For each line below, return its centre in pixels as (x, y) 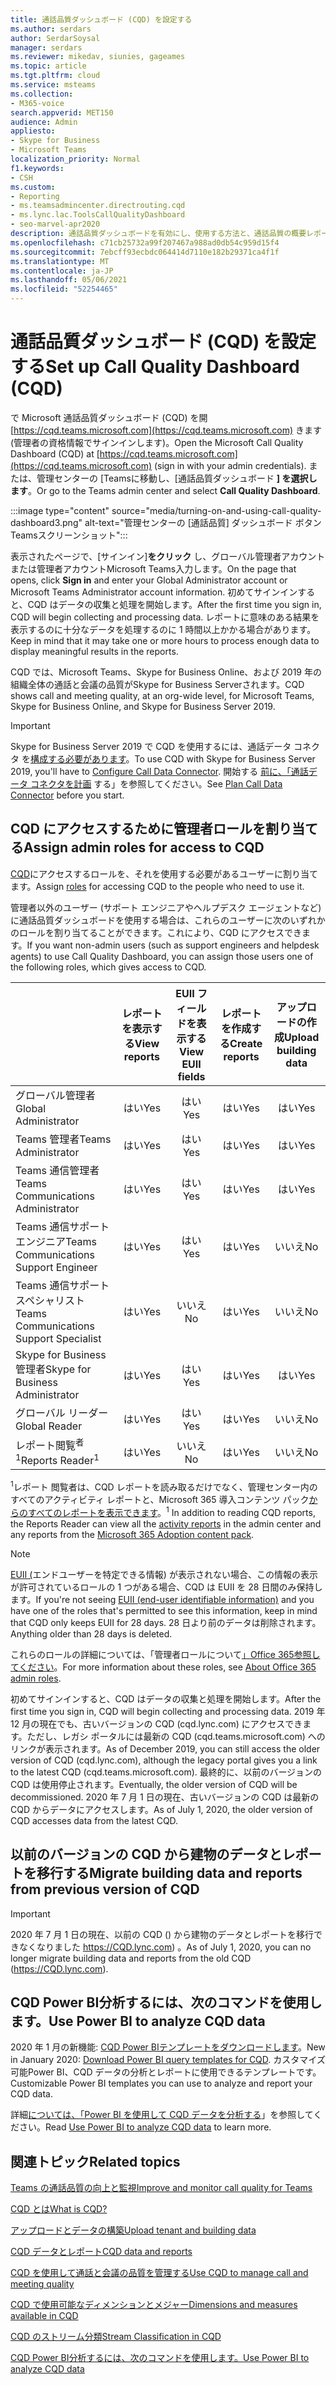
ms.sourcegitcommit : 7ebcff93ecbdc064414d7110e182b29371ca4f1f (145, 252)
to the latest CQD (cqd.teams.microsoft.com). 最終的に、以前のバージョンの (166, 1772)
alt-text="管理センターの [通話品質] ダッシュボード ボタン (203, 522)
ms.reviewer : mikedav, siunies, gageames (98, 57)
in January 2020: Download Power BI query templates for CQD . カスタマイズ (168, 2060)
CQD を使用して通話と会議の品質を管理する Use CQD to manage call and (159, 2273)
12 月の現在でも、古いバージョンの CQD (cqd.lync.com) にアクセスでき (156, 1723)
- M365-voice (37, 103)
